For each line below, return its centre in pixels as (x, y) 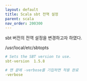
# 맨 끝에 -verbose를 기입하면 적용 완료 (42, 70)
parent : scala (20, 19)
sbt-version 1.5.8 (25, 61)
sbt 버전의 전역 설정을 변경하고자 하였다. (44, 38)
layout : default (22, 10)
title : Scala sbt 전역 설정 (32, 14)
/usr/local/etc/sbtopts (27, 48)
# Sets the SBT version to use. (38, 57)
